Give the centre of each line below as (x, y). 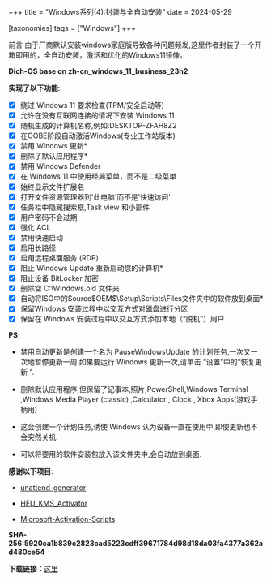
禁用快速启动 (41, 237)
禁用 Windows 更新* (53, 146)
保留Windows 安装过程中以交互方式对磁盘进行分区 (104, 309)
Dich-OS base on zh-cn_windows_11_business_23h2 (98, 71)
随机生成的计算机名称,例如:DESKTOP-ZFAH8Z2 (98, 126)
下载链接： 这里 (33, 569)
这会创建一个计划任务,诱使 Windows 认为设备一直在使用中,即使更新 (132, 427)
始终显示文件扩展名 (52, 187)
